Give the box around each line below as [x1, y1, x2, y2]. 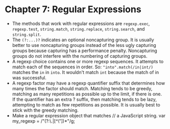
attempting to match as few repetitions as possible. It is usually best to [12, 101, 160, 108]
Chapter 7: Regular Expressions [5, 4, 141, 15]
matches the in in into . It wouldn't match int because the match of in [12, 69, 159, 75]
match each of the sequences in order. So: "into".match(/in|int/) [12, 64, 154, 70]
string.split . [12, 31, 41, 37]
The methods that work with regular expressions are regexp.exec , [12, 20, 150, 27]
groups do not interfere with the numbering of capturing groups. [12, 53, 148, 59]
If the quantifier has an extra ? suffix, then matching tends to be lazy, [12, 96, 157, 102]
